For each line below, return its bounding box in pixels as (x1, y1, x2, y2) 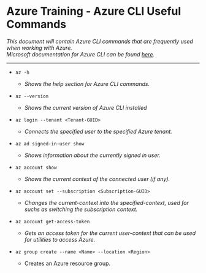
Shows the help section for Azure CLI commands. (24, 80, 150, 87)
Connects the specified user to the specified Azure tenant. (24, 128, 173, 135)
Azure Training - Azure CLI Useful (6, 4, 181, 18)
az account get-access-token (15, 218, 90, 225)
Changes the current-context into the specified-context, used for (24, 199, 189, 206)
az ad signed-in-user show (15, 140, 85, 147)
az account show (15, 164, 57, 171)
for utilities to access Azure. (24, 236, 96, 243)
